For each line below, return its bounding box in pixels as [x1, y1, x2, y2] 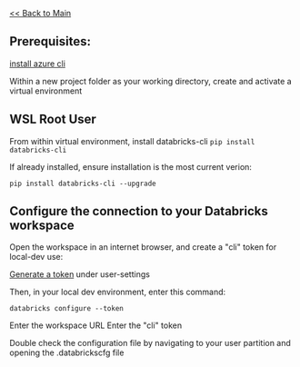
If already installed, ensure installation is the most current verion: [9, 161, 253, 172]
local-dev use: [9, 252, 64, 263]
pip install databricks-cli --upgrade [9, 179, 156, 188]
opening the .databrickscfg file [9, 347, 125, 358]
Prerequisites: [9, 34, 91, 49]
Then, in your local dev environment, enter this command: [9, 286, 226, 298]
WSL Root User [9, 112, 97, 127]
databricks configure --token [9, 304, 125, 313]
